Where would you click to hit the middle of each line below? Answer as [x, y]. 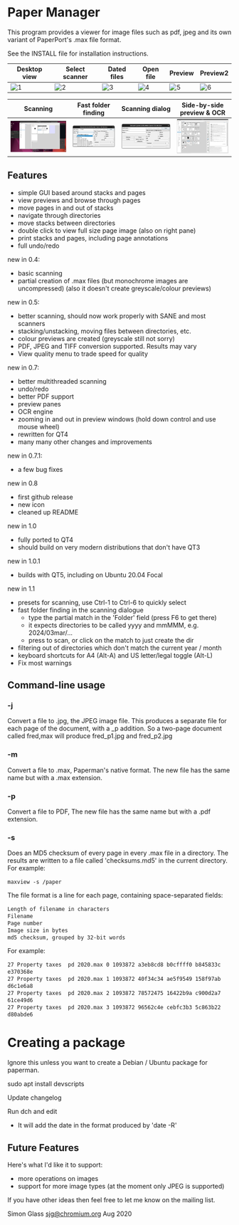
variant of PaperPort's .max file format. [64, 39]
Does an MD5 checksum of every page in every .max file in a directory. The [118, 853]
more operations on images [58, 1179]
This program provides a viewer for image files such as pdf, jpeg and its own [119, 32]
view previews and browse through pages [79, 200]
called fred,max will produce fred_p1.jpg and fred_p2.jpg [90, 736]
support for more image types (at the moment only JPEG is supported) [121, 1187]
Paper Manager [54, 12]
